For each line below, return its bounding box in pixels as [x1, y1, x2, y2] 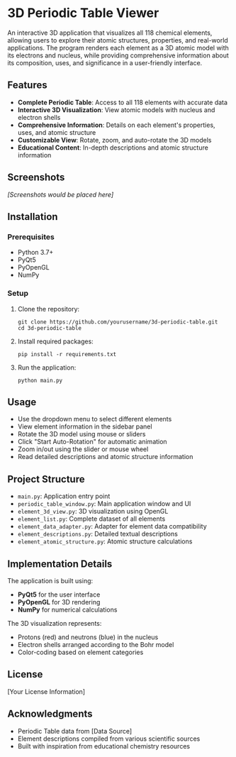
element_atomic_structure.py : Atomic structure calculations [17, 537, 193, 546]
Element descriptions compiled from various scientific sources [17, 734, 201, 743]
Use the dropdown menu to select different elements [17, 415, 172, 424]
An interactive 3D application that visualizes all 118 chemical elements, [7, 28, 213, 37]
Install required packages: [17, 337, 94, 346]
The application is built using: [7, 576, 94, 585]
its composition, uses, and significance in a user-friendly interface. [7, 58, 203, 67]
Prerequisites [7, 232, 55, 242]
